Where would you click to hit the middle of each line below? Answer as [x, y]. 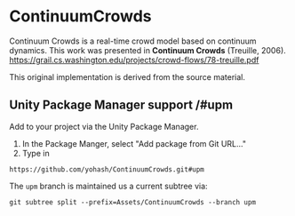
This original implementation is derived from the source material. [128, 76]
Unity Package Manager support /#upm [121, 105]
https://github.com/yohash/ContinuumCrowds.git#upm [107, 169]
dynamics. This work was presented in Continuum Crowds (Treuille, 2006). [147, 50]
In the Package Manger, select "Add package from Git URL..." [134, 143]
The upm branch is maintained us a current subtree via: [108, 186]
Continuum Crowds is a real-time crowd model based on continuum [133, 41]
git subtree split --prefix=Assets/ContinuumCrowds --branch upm [132, 202]
